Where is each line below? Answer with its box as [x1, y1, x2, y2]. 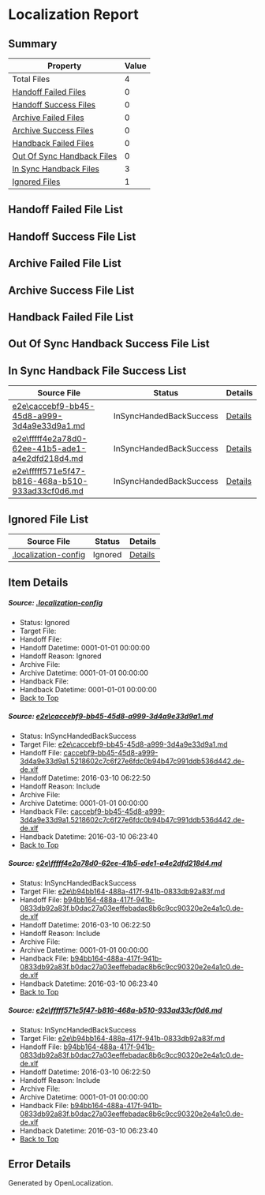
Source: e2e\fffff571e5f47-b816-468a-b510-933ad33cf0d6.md [8, 1005, 222, 1015]
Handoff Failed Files [12, 87, 87, 97]
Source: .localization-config [8, 597, 103, 607]
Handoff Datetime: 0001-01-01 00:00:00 [19, 643, 151, 653]
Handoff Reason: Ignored [19, 651, 102, 661]
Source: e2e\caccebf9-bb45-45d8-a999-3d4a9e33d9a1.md [8, 711, 214, 721]
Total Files [12, 73, 50, 84]
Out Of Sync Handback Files [12, 151, 118, 161]
